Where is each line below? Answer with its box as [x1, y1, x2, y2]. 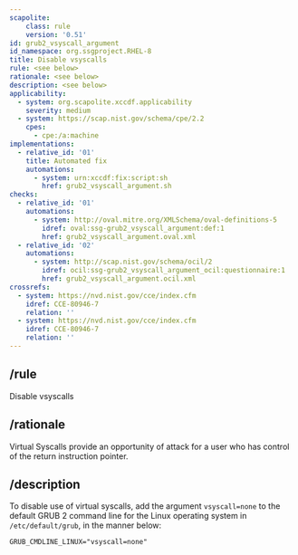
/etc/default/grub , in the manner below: [9, 520, 162, 531]
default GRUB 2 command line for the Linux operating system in [9, 511, 247, 522]
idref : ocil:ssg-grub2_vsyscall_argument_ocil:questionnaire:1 [42, 266, 285, 275]
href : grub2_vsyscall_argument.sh [42, 182, 172, 191]
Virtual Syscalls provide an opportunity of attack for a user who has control [9, 441, 290, 452]
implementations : [9, 139, 75, 148]
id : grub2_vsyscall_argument [9, 38, 120, 48]
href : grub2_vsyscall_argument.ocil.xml [42, 274, 197, 283]
